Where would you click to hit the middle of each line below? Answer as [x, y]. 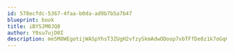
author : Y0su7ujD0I [36, 33]
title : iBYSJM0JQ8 [34, 26]
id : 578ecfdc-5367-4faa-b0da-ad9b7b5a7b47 [70, 13]
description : [26, 39]
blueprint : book [31, 20]
